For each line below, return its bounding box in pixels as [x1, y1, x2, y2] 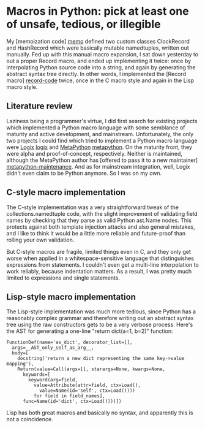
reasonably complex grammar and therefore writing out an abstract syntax [6, 315, 194, 322]
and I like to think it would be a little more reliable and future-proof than [6, 229, 185, 237]
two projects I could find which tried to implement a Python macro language [6, 137, 198, 144]
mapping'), [6, 361, 34, 367]
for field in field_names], [33, 393, 105, 399]
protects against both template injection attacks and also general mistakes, [6, 223, 195, 231]
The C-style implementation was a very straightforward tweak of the [6, 204, 179, 211]
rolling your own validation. [6, 236, 75, 243]
